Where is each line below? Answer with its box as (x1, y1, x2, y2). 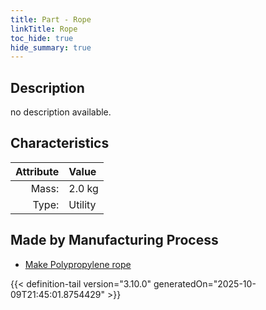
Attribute (15, 164, 60, 178)
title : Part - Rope (10, 14, 92, 25)
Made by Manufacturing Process (10, 232, 219, 249)
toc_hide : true (10, 33, 74, 43)
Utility (68, 197, 97, 211)
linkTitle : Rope (10, 24, 78, 34)
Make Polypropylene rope (24, 258, 132, 270)
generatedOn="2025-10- (153, 277, 257, 290)
